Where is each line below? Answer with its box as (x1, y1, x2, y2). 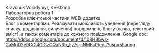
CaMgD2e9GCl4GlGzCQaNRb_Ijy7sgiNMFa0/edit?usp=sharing (5, 42, 135, 47)
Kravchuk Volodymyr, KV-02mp (5, 5, 71, 10)
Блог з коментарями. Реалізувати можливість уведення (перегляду (5, 20, 151, 26)
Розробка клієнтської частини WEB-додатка (5, 15, 101, 21)
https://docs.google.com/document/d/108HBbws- (5, 36, 109, 42)
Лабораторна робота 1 (5, 10, 54, 16)
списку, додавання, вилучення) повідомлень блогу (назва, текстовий (5, 26, 154, 32)
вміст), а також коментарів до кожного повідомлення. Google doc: (5, 31, 148, 37)
